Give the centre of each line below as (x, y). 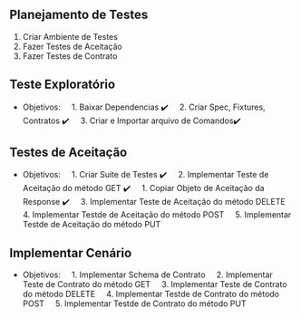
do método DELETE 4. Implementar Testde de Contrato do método (150, 294)
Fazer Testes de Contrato (70, 56)
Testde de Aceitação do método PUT (92, 225)
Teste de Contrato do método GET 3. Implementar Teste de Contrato (155, 284)
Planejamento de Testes (79, 15)
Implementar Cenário (71, 253)
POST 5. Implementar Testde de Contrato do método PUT (134, 304)
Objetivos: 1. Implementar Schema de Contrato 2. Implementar (148, 275)
